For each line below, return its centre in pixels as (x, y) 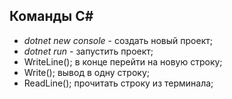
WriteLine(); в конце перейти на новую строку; (123, 61)
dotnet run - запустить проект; (88, 51)
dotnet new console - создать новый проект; (118, 40)
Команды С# (51, 16)
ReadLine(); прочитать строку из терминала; (118, 83)
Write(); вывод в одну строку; (86, 72)
